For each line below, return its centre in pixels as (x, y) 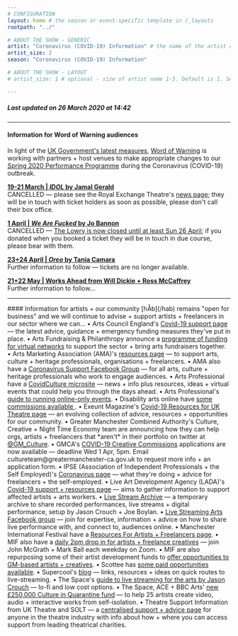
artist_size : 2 (30, 53)
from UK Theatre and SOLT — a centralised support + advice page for (109, 609)
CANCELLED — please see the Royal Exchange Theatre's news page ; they (116, 194)
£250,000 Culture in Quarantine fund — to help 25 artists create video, (110, 594)
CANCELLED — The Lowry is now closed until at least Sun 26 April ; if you (114, 230)
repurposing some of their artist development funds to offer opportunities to (118, 557)
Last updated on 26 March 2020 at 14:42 (69, 108)
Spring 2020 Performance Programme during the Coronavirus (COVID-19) (115, 165)
